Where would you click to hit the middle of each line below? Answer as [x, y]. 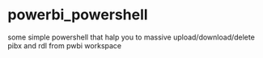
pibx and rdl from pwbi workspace [65, 45]
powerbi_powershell [78, 15]
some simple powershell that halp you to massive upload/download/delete [131, 37]
